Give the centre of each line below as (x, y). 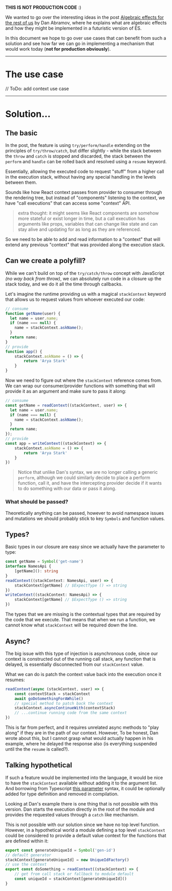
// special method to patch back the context (64, 703)
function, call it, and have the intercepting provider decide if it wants (90, 483)
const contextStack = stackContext (52, 694)
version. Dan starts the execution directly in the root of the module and (80, 809)
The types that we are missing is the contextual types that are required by (83, 614)
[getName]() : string (36, 571)
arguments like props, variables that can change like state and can (88, 224)
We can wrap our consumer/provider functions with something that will (80, 386)
